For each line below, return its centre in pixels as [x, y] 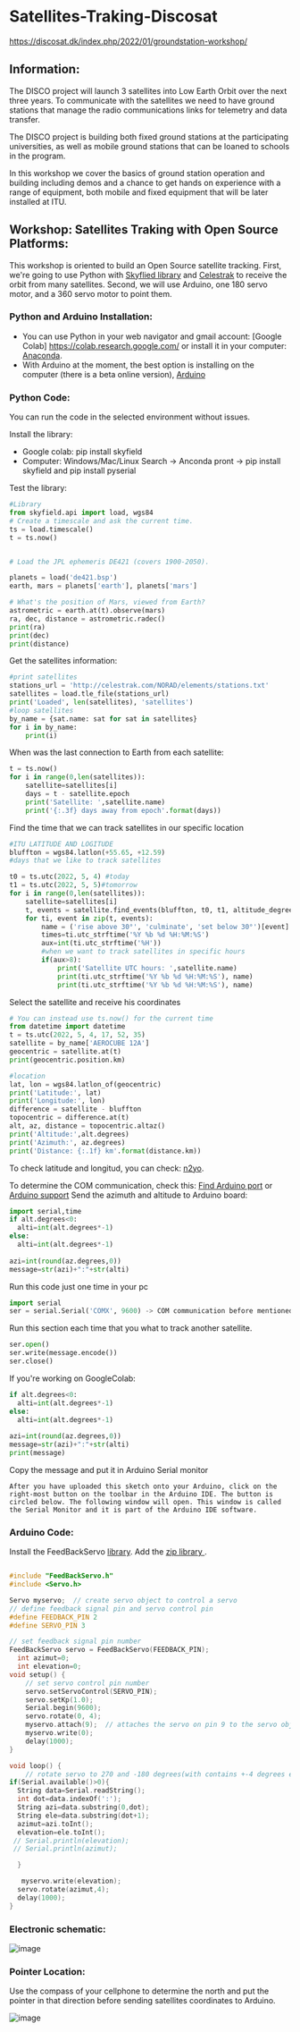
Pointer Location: [47, 1971]
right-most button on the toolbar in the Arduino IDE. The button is [142, 1494]
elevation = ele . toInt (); [61, 1832]
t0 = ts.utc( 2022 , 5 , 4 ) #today [69, 877]
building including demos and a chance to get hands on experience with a [145, 182]
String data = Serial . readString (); [81, 1791]
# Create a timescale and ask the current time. [101, 521]
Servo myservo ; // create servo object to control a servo [124, 1600]
